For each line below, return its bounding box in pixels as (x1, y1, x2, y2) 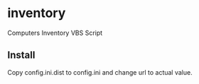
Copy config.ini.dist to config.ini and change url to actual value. (7, 68, 193, 76)
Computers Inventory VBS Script (7, 28, 103, 37)
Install (7, 49, 36, 61)
